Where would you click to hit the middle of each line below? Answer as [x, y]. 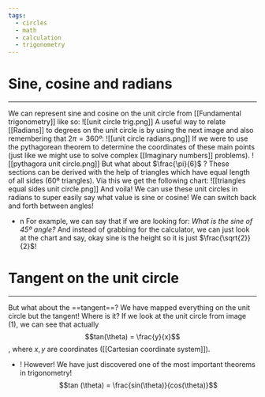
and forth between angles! [51, 206]
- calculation [38, 38]
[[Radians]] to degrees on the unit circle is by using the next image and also [131, 130]
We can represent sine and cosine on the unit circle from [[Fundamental [125, 113]
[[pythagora [28, 164]
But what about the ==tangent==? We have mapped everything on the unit [129, 308]
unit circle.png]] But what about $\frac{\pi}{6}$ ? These [139, 164]
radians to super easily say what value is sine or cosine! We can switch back [132, 198]
